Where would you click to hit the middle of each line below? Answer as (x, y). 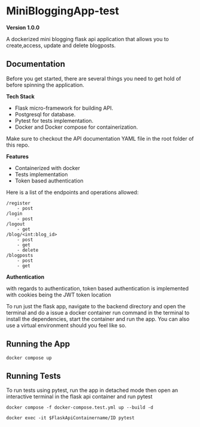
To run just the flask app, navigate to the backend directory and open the (96, 306)
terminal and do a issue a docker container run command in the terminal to (98, 312)
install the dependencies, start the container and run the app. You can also (98, 319)
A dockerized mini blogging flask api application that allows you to (87, 39)
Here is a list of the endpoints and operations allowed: (73, 192)
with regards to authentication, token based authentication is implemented (98, 288)
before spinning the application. (45, 85)
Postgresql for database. (45, 114)
